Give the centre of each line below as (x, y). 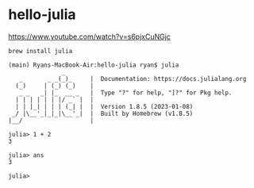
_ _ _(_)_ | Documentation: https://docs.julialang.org (133, 79)
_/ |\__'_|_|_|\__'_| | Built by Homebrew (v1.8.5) (102, 113)
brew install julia (40, 51)
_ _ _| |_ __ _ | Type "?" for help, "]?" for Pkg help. (125, 93)
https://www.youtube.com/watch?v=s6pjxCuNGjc (89, 36)
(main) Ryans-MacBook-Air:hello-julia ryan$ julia (94, 65)
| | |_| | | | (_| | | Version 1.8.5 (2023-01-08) (104, 106)
